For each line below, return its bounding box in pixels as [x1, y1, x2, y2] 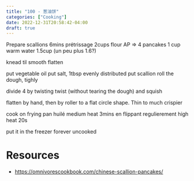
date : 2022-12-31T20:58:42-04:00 [6, 19, 88, 25]
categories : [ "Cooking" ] [6, 14, 67, 20]
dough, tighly [6, 76, 38, 83]
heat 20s [6, 117, 28, 124]
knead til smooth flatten [6, 59, 63, 66]
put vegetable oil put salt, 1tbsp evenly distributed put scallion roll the [6, 70, 174, 77]
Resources [6, 149, 60, 162]
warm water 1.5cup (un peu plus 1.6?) [6, 48, 97, 55]
